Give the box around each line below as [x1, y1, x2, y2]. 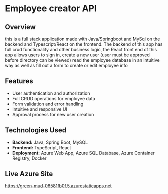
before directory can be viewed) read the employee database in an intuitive [5, 57, 160, 63]
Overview [5, 23, 36, 31]
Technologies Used [5, 126, 66, 135]
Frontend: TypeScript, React [12, 144, 71, 150]
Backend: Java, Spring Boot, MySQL [12, 139, 88, 145]
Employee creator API [5, 3, 97, 14]
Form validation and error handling [12, 101, 84, 107]
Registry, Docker [12, 155, 47, 161]
